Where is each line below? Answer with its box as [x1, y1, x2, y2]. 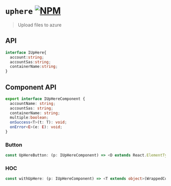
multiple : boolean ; [10, 115, 49, 120]
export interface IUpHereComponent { [5, 96, 85, 101]
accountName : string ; [10, 101, 56, 106]
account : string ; [10, 55, 44, 60]
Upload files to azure [17, 22, 62, 28]
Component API [5, 83, 57, 91]
